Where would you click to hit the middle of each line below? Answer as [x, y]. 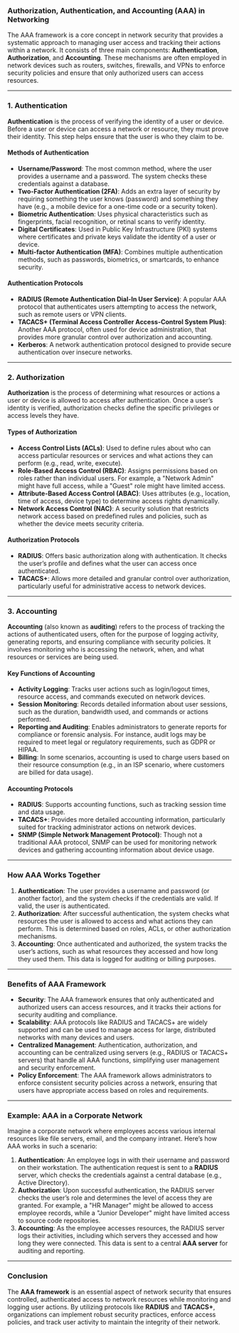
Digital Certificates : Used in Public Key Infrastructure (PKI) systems [117, 229]
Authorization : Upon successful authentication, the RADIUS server [116, 1190]
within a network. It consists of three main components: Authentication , [113, 50]
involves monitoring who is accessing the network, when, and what [106, 649]
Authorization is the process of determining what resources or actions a [114, 393]
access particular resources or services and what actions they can [115, 456]
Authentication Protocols [46, 283]
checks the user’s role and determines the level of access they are [115, 1198]
